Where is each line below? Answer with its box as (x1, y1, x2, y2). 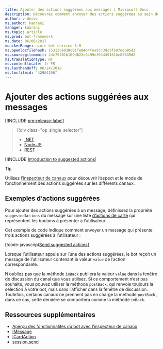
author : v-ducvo (5, 16, 38, 21)
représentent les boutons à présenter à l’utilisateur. (5, 217, 107, 224)
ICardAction (12, 334, 36, 340)
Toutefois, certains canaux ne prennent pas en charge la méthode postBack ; (5, 291, 158, 297)
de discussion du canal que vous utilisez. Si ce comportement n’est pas (5, 276, 148, 282)
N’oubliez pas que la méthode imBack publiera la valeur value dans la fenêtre (5, 271, 158, 277)
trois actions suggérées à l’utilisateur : (5, 232, 81, 238)
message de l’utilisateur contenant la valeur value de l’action (5, 256, 126, 262)
